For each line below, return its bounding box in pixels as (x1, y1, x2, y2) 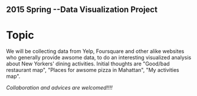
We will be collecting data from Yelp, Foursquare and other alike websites (6, 48, 185, 55)
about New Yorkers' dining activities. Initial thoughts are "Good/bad (6, 60, 170, 67)
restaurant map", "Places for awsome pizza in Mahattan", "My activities (6, 67, 180, 74)
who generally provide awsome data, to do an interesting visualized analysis (6, 54, 192, 61)
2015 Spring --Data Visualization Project (6, 5, 158, 15)
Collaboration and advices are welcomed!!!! (6, 84, 113, 91)
